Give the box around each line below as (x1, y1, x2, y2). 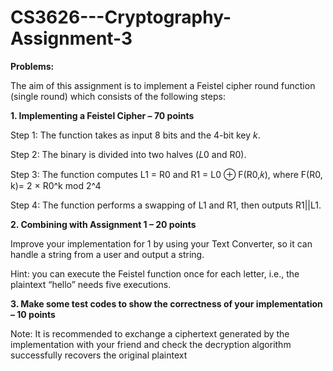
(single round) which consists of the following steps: (10, 90, 226, 102)
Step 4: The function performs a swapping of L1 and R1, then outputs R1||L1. (10, 199, 322, 211)
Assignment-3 (10, 27, 133, 50)
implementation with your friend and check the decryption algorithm (10, 338, 292, 350)
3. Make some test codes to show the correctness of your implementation (10, 297, 323, 310)
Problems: (10, 60, 55, 72)
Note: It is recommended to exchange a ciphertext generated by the (10, 327, 290, 340)
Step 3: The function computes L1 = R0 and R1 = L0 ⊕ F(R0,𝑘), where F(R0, (10, 168, 323, 180)
